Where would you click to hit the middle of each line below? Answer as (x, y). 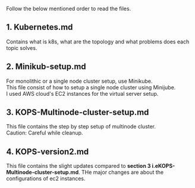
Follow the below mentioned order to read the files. (69, 9)
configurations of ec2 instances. (46, 178)
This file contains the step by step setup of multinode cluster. (81, 127)
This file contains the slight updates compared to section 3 (78, 166)
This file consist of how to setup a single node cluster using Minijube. (91, 87)
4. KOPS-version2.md (48, 151)
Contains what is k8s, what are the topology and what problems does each (98, 42)
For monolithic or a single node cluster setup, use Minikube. (79, 81)
